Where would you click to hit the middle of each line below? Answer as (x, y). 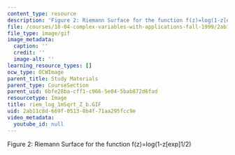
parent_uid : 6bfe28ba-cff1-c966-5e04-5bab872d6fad (83, 91)
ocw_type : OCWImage (36, 72)
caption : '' (31, 46)
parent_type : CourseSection (48, 85)
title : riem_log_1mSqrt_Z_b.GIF (54, 105)
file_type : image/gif (39, 33)
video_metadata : (31, 117)
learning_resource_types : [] (50, 66)
